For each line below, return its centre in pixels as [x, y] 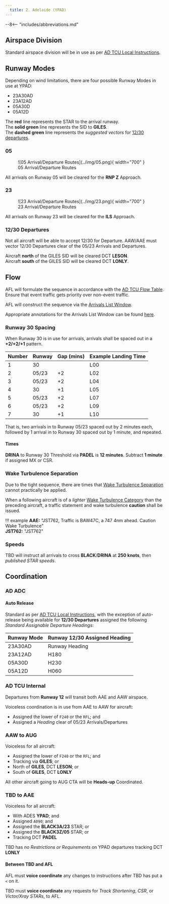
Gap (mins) [71, 357]
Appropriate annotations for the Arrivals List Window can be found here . [80, 314]
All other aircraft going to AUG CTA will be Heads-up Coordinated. [74, 782]
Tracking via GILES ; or [36, 761]
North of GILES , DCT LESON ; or [46, 767]
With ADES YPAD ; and [36, 816]
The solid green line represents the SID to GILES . [56, 127]
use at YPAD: [19, 86]
